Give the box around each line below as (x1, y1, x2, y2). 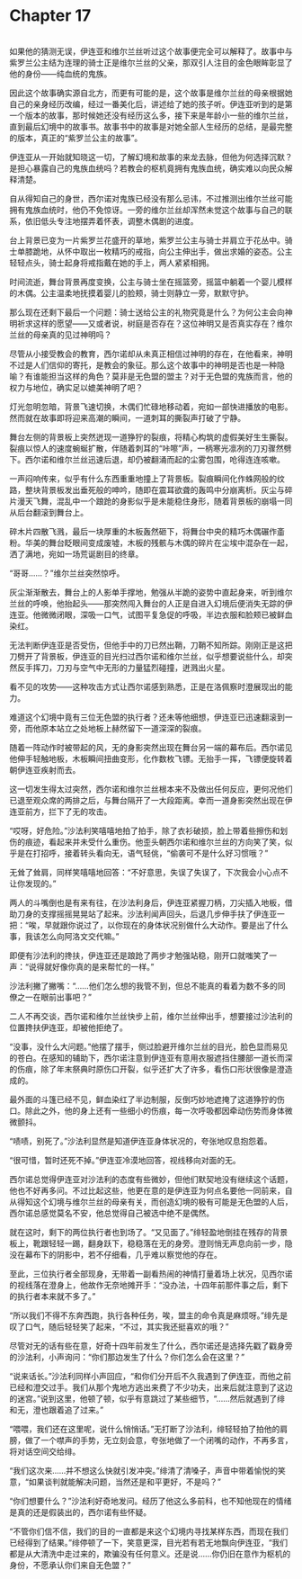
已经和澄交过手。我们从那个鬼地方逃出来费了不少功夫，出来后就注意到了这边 (9, 1382, 293, 1393)
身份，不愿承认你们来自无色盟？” (9, 1559, 132, 1570)
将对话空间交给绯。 (9, 1446, 81, 1457)
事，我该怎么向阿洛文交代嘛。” (9, 930, 120, 941)
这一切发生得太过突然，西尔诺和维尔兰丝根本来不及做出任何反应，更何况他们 (9, 784, 293, 794)
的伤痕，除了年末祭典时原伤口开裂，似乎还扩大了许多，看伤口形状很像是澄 (9, 1063, 285, 1074)
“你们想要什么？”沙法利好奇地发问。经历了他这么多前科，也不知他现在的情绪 (9, 1495, 292, 1506)
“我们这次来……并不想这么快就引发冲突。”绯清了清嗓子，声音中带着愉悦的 (9, 1465, 279, 1476)
